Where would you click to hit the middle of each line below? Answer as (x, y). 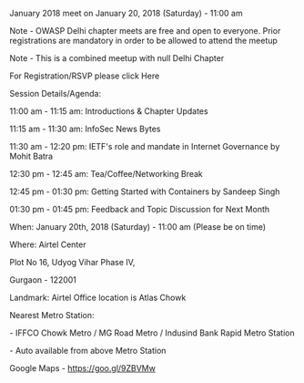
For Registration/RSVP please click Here (85, 76)
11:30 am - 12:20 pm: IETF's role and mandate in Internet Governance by (145, 146)
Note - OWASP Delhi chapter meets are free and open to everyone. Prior (145, 31)
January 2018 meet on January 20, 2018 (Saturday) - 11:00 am (126, 13)
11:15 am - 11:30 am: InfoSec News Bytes (85, 129)
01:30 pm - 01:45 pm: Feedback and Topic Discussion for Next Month (140, 209)
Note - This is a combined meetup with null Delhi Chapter (117, 58)
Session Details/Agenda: (56, 93)
